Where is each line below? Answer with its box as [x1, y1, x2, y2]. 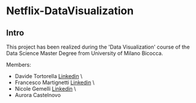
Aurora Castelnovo [14, 92, 61, 98]
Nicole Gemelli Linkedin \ [14, 85, 76, 92]
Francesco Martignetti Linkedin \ [14, 79, 95, 86]
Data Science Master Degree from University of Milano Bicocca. [6, 50, 163, 57]
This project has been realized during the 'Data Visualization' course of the [6, 43, 190, 50]
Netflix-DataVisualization [6, 4, 134, 18]
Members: [6, 61, 32, 68]
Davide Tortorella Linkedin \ [14, 73, 83, 79]
